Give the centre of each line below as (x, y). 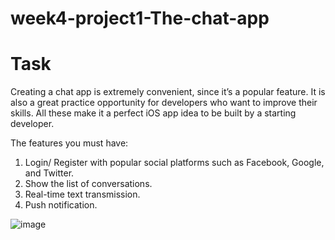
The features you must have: (69, 143)
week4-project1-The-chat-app (140, 18)
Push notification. (61, 205)
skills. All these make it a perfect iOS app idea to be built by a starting (153, 113)
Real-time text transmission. (82, 194)
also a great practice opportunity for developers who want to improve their (164, 103)
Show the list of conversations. (88, 184)
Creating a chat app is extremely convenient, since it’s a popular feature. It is (168, 92)
